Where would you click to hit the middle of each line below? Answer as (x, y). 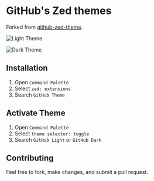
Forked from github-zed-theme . (45, 27)
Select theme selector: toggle (52, 134)
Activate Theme (36, 113)
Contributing (30, 158)
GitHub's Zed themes (59, 11)
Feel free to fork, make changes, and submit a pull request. (77, 172)
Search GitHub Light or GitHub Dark (58, 139)
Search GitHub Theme (40, 94)
